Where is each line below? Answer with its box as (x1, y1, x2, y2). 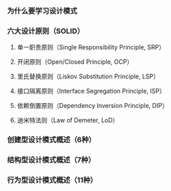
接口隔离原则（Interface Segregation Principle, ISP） (16, 87, 166, 95)
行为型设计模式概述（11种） (7, 175, 98, 185)
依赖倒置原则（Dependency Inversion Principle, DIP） (16, 102, 169, 110)
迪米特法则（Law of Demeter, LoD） (16, 116, 119, 124)
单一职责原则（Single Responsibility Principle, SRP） (16, 43, 166, 52)
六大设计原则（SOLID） (7, 26, 84, 36)
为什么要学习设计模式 (7, 5, 77, 15)
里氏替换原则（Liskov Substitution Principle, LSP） (16, 72, 159, 80)
